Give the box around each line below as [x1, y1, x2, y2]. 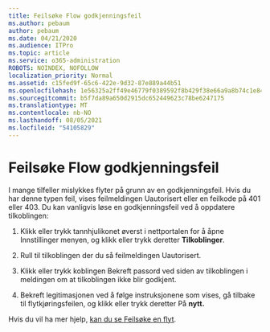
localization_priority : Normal [8, 72, 113, 80]
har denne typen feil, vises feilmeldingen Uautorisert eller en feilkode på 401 [8, 194, 261, 203]
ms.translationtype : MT [8, 101, 88, 109]
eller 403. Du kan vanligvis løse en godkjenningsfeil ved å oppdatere [8, 202, 235, 211]
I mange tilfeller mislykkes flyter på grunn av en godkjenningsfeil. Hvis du [8, 185, 252, 195]
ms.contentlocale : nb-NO [8, 109, 92, 117]
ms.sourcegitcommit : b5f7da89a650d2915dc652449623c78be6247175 [8, 94, 225, 102]
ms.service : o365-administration [8, 57, 121, 65]
